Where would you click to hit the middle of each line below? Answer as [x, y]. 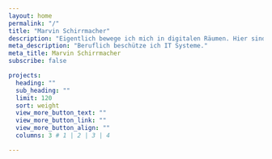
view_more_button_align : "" [63, 128]
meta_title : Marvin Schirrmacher [65, 53]
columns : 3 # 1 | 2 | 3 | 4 [63, 136]
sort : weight [38, 106]
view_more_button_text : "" [61, 113]
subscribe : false [38, 61]
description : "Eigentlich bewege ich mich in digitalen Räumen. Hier [128, 38]
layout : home [30, 16]
